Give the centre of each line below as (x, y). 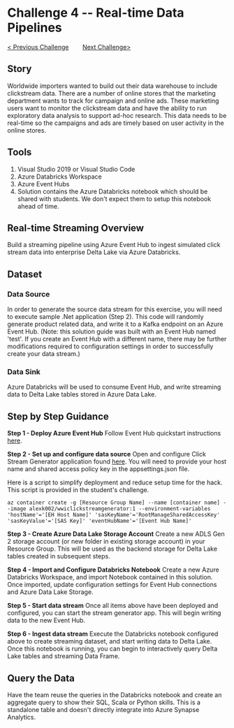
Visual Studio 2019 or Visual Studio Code (76, 169)
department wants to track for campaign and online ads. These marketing (113, 101)
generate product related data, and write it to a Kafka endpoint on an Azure (115, 324)
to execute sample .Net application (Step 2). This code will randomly (105, 317)
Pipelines (35, 28)
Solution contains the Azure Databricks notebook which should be (112, 191)
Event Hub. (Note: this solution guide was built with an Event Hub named (112, 332)
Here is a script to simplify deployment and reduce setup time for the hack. (115, 482)
